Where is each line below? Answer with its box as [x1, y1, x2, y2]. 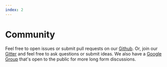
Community [5, 28, 55, 40]
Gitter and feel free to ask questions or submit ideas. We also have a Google [5, 50, 162, 56]
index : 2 [5, 7, 23, 12]
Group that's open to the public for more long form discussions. [5, 56, 136, 62]
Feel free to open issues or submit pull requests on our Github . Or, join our [5, 45, 158, 51]
